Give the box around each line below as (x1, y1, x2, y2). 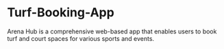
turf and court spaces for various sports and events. (7, 34, 155, 42)
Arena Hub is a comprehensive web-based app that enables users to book (7, 27, 217, 35)
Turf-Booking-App (7, 5, 114, 20)
